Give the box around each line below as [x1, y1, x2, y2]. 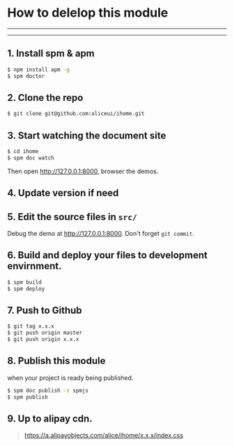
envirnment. [7, 260, 62, 272]
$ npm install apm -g [7, 66, 70, 73]
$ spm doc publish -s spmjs [7, 387, 89, 394]
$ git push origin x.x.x [7, 336, 79, 343]
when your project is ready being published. [7, 374, 134, 382]
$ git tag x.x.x [7, 323, 54, 330]
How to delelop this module [7, 5, 169, 21]
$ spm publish [7, 393, 49, 401]
